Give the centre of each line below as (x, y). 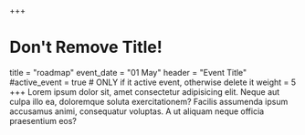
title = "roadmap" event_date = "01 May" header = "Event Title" (128, 72)
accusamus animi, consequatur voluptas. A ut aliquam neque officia (137, 111)
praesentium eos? (43, 120)
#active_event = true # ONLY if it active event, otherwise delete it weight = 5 (153, 82)
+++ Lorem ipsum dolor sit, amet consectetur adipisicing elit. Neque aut (145, 91)
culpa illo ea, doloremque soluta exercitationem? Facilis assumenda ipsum (149, 101)
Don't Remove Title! (86, 47)
